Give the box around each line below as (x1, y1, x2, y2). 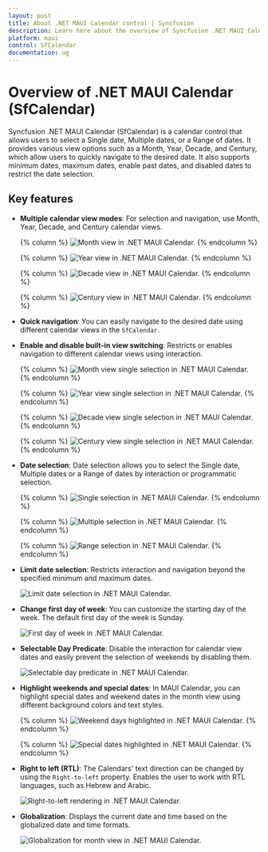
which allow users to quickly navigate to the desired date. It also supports (8, 152, 250, 161)
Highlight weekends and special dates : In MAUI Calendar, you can (19, 683, 241, 692)
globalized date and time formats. (19, 820, 131, 830)
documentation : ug (8, 49, 69, 57)
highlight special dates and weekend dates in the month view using (19, 691, 241, 701)
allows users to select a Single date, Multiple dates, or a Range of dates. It (8, 135, 251, 145)
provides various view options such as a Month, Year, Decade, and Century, (8, 143, 258, 153)
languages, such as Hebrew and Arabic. (19, 780, 152, 790)
